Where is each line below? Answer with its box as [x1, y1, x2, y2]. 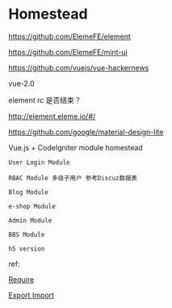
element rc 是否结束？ [8, 95, 82, 105]
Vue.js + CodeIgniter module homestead [8, 142, 143, 152]
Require [8, 274, 35, 284]
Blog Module [8, 188, 48, 196]
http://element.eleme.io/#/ [8, 111, 96, 121]
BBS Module [8, 230, 45, 238]
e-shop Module [8, 202, 57, 210]
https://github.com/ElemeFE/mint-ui [8, 47, 128, 57]
